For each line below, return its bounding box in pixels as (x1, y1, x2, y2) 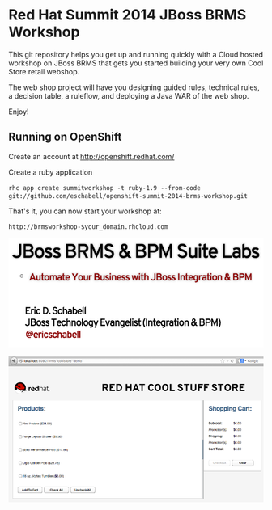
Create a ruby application (8, 167, 93, 177)
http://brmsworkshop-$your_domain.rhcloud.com (8, 222, 168, 231)
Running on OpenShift (8, 130, 122, 144)
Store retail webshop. (8, 66, 79, 76)
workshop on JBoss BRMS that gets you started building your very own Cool (8, 58, 264, 68)
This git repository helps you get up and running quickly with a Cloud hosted (8, 49, 264, 59)
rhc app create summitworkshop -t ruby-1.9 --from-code (8, 183, 201, 192)
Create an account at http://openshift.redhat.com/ (8, 151, 175, 161)
